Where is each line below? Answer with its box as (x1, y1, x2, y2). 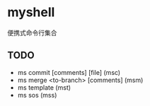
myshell (7, 4, 55, 20)
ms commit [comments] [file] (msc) (17, 68, 121, 76)
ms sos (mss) (17, 90, 57, 99)
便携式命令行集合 (7, 28, 57, 37)
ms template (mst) (17, 83, 71, 92)
